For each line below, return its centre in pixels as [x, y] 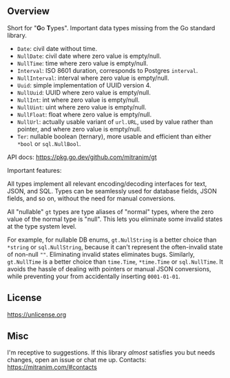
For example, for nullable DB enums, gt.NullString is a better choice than [112, 240]
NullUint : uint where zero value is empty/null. [82, 107]
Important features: [34, 170]
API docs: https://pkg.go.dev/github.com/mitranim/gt [82, 157]
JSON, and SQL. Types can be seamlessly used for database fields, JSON [112, 191]
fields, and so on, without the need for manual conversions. [91, 198]
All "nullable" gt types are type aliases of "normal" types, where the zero [111, 211]
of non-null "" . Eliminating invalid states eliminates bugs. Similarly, [101, 254]
